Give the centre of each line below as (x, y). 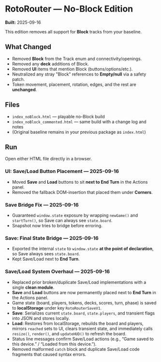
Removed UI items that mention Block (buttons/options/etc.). (72, 69)
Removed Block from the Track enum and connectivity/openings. (77, 59)
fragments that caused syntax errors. (49, 354)
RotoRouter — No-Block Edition (69, 9)
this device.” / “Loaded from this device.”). (54, 344)
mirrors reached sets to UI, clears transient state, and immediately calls (82, 329)
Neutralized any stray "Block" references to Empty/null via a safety (79, 74)
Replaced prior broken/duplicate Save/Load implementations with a (79, 282)
